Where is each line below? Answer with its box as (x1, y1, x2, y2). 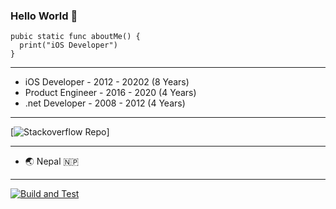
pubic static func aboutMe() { (10, 32, 141, 42)
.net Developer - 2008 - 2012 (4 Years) (24, 97, 186, 109)
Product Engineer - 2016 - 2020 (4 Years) (24, 87, 197, 99)
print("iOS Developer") (19, 40, 118, 51)
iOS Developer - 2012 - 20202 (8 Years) (24, 76, 190, 88)
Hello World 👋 (10, 9, 78, 23)
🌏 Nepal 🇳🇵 (24, 155, 80, 168)
